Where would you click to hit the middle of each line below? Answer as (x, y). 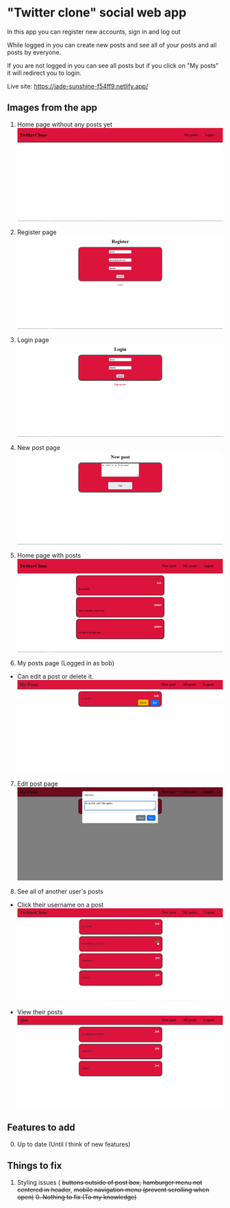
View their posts (40, 1012)
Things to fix (35, 1166)
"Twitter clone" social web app (97, 13)
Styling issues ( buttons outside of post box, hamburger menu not (110, 1182)
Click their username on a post (60, 904)
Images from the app (52, 108)
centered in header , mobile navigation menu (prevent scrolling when (113, 1189)
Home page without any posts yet (65, 124)
